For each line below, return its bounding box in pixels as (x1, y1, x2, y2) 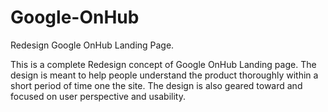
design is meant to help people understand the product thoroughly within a (10, 69, 319, 81)
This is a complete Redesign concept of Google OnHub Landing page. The (10, 58, 317, 70)
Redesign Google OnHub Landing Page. (10, 39, 175, 51)
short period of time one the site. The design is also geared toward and (10, 79, 303, 91)
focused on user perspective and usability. (10, 90, 186, 102)
